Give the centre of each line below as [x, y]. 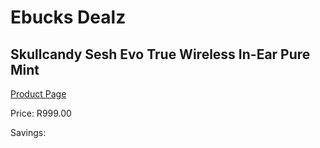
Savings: [28, 132]
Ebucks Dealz [68, 17]
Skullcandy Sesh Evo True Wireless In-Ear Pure [160, 54]
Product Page [38, 94]
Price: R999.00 [41, 113]
